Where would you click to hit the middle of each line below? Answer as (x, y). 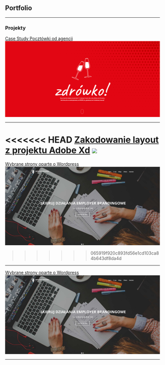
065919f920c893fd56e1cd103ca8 (125, 253)
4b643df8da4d (106, 258)
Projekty (15, 28)
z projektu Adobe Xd (48, 150)
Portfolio (19, 8)
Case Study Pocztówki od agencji (39, 38)
